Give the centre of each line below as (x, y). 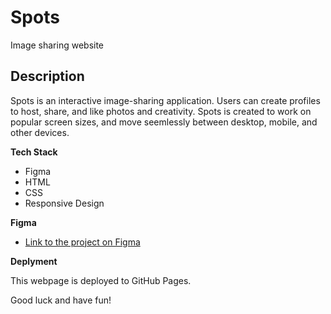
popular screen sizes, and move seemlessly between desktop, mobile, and (164, 122)
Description (47, 76)
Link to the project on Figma (82, 242)
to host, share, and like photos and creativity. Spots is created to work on (161, 111)
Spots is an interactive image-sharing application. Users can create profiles (165, 100)
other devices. (40, 132)
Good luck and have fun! (61, 300)
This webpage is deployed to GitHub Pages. (101, 280)
